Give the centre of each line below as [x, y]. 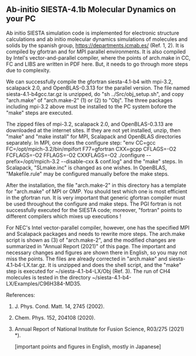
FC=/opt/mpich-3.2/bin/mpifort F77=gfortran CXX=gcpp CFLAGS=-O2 [91, 149]
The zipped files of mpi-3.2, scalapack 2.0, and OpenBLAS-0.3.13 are [90, 124]
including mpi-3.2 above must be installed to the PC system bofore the [91, 106]
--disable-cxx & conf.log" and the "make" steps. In [122, 161]
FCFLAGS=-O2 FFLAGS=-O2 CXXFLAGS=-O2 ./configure [75, 155]
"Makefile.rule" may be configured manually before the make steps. [88, 174]
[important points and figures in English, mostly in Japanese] [88, 346]
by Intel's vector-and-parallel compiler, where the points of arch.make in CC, [98, 57]
